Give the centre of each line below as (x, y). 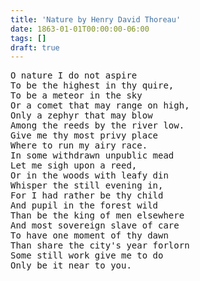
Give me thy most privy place (84, 135)
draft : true (35, 47)
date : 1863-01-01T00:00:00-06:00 (80, 29)
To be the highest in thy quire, (92, 85)
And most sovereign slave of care (95, 225)
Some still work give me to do (87, 255)
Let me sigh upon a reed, (74, 165)
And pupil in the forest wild (84, 205)
